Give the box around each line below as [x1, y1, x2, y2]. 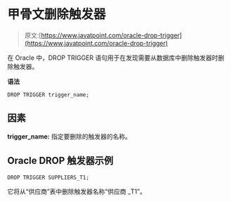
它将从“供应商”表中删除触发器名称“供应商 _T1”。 [7, 187, 146, 196]
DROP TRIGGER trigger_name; [7, 91, 90, 99]
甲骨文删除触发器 [7, 6, 107, 23]
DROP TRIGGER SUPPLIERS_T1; [7, 174, 90, 181]
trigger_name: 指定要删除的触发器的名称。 [7, 132, 132, 141]
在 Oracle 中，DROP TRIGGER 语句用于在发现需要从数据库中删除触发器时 [7, 53, 219, 62]
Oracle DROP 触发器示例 [7, 155, 114, 167]
